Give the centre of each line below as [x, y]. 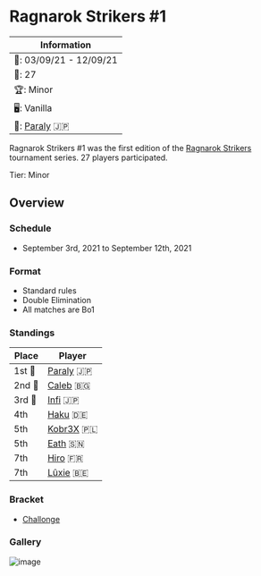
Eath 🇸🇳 [66, 444]
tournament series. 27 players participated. [88, 157]
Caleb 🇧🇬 [69, 385]
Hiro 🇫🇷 [66, 458]
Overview [37, 203]
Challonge [41, 519]
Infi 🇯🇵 [63, 400]
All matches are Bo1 [59, 309]
